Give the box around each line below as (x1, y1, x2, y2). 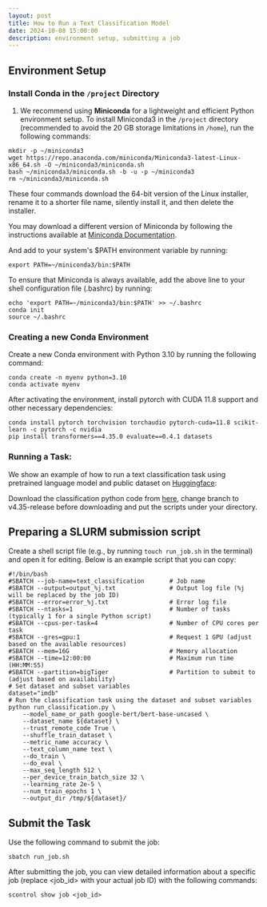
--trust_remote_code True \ (22, 724, 116, 732)
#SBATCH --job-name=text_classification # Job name (8, 577, 205, 585)
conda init (8, 306, 45, 314)
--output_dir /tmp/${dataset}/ (22, 794, 127, 803)
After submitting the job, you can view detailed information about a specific (8, 867, 256, 877)
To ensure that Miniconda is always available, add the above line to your (8, 275, 245, 284)
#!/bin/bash (8, 570, 48, 579)
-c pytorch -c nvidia (29, 426, 102, 434)
